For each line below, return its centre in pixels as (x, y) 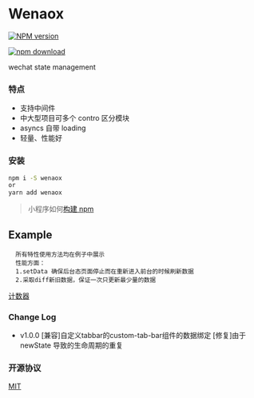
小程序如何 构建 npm (61, 209)
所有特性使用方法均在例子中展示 (60, 254)
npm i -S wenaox (35, 178)
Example (30, 235)
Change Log (32, 316)
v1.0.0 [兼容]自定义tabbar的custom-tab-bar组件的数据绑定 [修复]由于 (133, 336)
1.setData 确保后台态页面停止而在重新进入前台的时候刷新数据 (105, 271)
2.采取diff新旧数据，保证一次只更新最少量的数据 (86, 280)
